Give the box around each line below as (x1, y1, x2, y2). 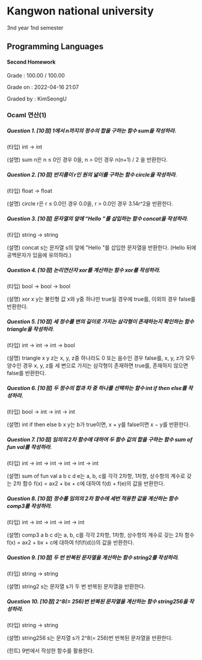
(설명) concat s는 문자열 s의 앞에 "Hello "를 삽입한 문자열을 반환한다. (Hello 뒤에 (7, 244, 197, 251)
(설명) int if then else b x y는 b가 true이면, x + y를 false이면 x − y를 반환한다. (7, 421, 191, 428)
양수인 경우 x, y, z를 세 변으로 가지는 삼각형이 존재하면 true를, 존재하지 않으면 (7, 362, 188, 369)
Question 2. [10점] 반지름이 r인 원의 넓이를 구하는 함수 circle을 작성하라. (7, 171, 177, 179)
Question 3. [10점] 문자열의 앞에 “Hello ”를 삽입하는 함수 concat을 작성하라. (7, 215, 189, 222)
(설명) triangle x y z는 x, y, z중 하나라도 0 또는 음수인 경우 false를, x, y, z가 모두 (7, 355, 195, 362)
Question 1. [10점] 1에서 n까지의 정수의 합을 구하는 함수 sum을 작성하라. (7, 127, 177, 135)
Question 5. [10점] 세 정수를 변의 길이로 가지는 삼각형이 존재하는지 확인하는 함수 (7, 317, 194, 325)
